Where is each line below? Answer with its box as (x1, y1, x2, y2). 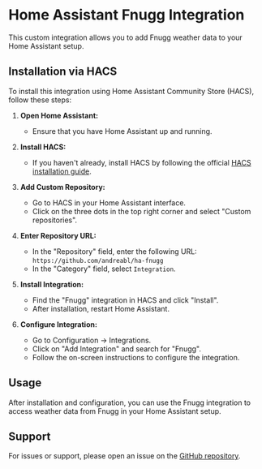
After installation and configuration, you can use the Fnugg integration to (8, 398, 251, 407)
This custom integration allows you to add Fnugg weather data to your (8, 32, 243, 42)
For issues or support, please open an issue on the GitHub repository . (8, 451, 241, 461)
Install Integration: (19, 279, 84, 289)
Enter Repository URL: (19, 230, 97, 240)
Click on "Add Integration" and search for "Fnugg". (32, 343, 201, 354)
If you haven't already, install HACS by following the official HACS (32, 157, 251, 167)
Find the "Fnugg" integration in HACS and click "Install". (32, 295, 219, 305)
